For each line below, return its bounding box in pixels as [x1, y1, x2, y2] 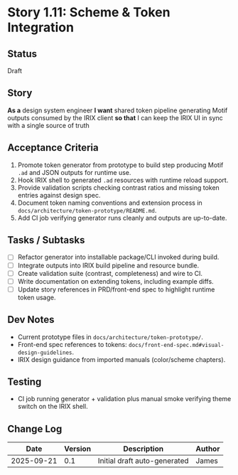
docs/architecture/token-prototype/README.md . [17, 206, 157, 214]
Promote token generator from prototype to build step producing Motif [17, 161, 224, 169]
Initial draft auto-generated [97, 456, 190, 466]
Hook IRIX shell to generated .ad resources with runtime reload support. [17, 176, 229, 184]
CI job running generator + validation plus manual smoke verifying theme [17, 395, 232, 403]
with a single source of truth [7, 121, 90, 129]
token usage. [17, 293, 56, 301]
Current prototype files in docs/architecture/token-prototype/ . [17, 332, 204, 341]
